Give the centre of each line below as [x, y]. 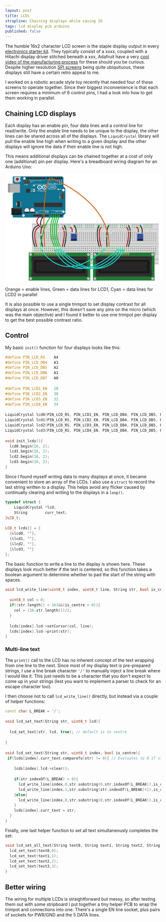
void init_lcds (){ [24, 441]
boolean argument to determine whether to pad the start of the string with [80, 574]
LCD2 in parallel [21, 294]
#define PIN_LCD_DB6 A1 [32, 373]
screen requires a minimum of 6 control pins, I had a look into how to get [79, 93]
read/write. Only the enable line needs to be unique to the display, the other [82, 131]
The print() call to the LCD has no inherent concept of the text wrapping [80, 660]
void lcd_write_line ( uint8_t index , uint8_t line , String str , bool [77, 590]
